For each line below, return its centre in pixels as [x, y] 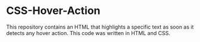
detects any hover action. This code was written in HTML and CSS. [88, 33]
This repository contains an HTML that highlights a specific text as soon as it [100, 27]
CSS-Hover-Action [53, 11]
